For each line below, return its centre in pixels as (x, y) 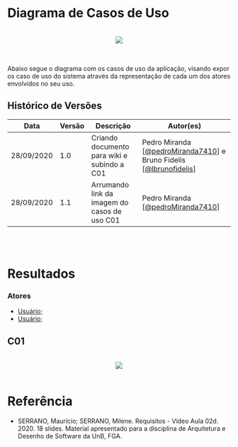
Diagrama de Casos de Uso (88, 13)
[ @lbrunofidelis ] (169, 169)
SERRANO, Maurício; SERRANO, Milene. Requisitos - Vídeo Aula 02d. (118, 421)
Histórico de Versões (55, 106)
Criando (104, 137)
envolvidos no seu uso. (41, 84)
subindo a (108, 164)
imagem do (110, 202)
